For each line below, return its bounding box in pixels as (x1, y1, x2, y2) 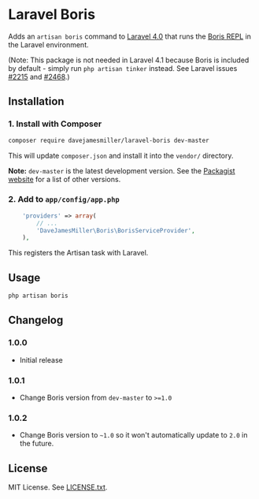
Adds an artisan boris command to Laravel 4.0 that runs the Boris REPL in (8, 32, 252, 41)
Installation (8, 95, 65, 108)
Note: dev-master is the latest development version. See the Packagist (8, 166, 235, 175)
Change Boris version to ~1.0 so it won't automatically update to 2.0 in (19, 430, 248, 440)
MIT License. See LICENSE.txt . (8, 482, 108, 492)
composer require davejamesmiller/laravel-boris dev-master (8, 136, 210, 144)
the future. (19, 439, 54, 449)
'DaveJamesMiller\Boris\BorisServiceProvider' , (36, 226, 195, 234)
